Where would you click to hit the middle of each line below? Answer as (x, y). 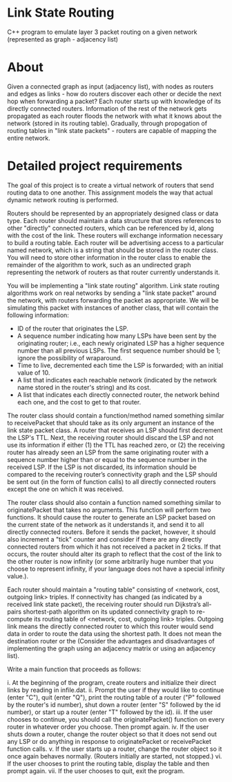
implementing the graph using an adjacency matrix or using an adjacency (112, 648)
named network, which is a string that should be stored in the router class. (113, 250)
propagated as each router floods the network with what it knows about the (115, 116)
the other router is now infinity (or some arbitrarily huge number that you (110, 561)
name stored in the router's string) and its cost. (84, 387)
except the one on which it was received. (66, 489)
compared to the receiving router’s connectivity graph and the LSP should (112, 474)
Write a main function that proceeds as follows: (74, 669)
